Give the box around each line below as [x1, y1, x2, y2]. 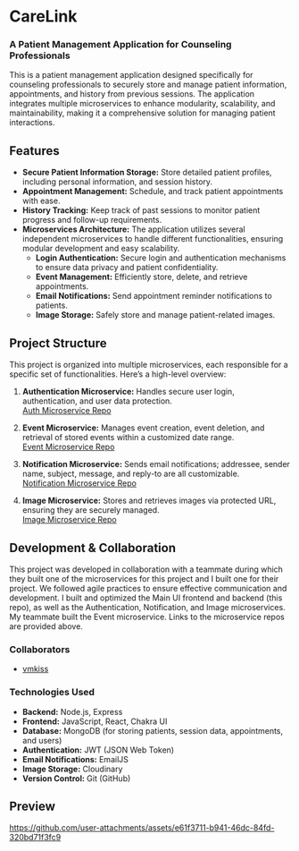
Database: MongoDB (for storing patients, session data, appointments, [21, 725, 284, 736]
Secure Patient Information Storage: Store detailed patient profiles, [21, 167, 272, 178]
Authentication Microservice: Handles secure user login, [21, 387, 235, 397]
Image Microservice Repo [21, 515, 118, 525]
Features [9, 143, 60, 158]
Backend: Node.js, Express [21, 706, 123, 717]
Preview [9, 798, 56, 813]
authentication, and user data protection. [21, 396, 172, 406]
